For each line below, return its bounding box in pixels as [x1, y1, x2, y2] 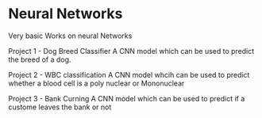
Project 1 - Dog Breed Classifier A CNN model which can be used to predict [8, 46, 255, 55]
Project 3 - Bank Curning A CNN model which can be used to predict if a [8, 93, 245, 103]
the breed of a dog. [8, 55, 71, 64]
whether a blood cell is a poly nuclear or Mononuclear [8, 78, 185, 88]
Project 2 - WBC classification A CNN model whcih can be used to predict [8, 70, 250, 79]
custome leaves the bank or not [8, 102, 112, 112]
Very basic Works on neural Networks [8, 31, 133, 40]
